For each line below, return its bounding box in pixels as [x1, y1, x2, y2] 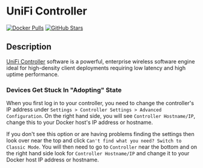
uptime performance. [6, 71, 59, 78]
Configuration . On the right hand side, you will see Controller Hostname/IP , [6, 112, 196, 120]
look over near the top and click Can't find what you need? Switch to [6, 137, 182, 144]
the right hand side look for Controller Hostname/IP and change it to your [6, 150, 190, 157]
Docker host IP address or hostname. [6, 156, 99, 164]
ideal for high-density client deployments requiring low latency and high [6, 64, 186, 71]
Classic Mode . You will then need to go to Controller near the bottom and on [6, 143, 198, 150]
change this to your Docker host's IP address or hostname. [6, 119, 153, 126]
